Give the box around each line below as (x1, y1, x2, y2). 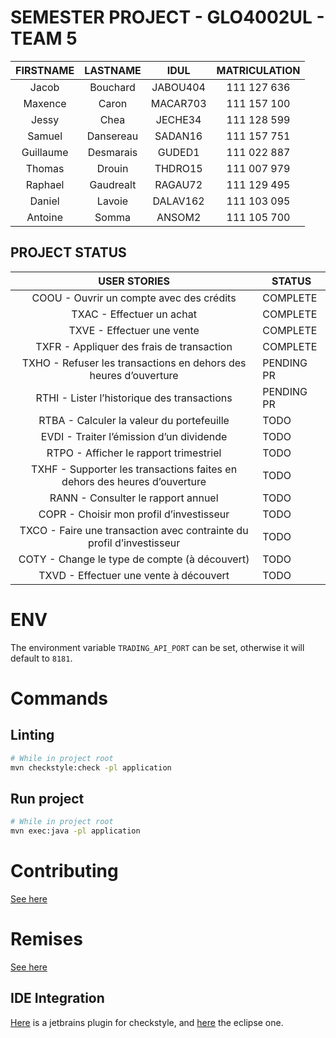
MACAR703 (150, 96, 207, 110)
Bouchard (89, 80, 136, 94)
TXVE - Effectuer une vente (68, 323, 200, 337)
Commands (10, 687, 109, 710)
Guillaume (21, 145, 69, 159)
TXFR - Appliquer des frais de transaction (35, 339, 233, 353)
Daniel (29, 194, 60, 208)
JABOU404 (151, 80, 206, 94)
